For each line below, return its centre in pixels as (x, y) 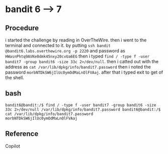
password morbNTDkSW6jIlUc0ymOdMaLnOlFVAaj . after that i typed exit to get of (84, 72)
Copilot (13, 146)
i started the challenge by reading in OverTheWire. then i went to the (76, 40)
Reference (22, 134)
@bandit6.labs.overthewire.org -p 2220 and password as (65, 51)
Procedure (22, 28)
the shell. (15, 78)
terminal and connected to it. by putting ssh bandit (58, 45)
